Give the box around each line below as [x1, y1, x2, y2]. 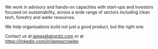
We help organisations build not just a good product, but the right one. [5, 24, 145, 30]
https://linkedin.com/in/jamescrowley [5, 38, 79, 44]
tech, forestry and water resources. [5, 15, 76, 20]
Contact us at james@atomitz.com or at [5, 33, 84, 39]
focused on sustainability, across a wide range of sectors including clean [5, 9, 150, 15]
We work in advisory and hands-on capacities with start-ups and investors [5, 4, 154, 10]
